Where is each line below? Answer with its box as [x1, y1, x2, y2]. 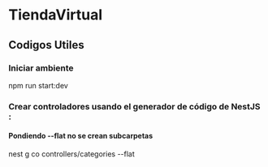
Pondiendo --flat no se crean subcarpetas [8, 131, 153, 141]
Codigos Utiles [8, 38, 84, 52]
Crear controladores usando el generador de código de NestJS [8, 101, 262, 112]
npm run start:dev [8, 80, 69, 90]
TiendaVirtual [8, 6, 103, 24]
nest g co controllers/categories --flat [8, 149, 136, 159]
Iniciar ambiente [8, 62, 74, 74]
